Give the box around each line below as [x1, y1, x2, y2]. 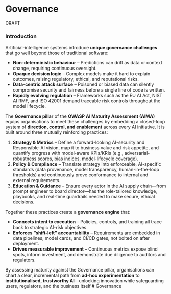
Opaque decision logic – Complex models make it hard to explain [12, 71, 151, 77]
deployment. [12, 241, 39, 247]
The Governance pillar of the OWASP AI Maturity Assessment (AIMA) [5, 113, 155, 119]
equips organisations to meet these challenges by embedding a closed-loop [5, 119, 165, 125]
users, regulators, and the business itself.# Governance [5, 283, 122, 289]
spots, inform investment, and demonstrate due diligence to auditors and [12, 252, 166, 258]
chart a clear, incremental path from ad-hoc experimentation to [5, 272, 140, 279]
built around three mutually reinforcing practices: [5, 129, 108, 135]
